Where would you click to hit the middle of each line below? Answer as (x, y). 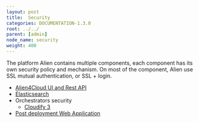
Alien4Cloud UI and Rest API (51, 87)
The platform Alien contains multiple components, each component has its (100, 63)
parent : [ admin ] (27, 35)
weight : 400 (21, 46)
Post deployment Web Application (58, 113)
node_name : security (33, 40)
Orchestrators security (43, 100)
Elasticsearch (32, 94)
